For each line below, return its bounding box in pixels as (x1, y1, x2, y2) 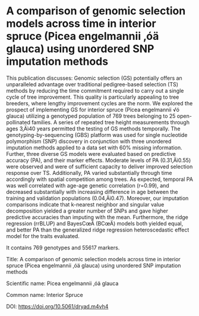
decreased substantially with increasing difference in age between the (6, 188, 178, 195)
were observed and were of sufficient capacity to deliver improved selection (6, 162, 193, 170)
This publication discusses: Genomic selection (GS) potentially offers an (6, 74, 182, 82)
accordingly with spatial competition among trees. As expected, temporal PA (6, 176, 193, 183)
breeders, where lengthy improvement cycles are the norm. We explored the (6, 99, 193, 107)
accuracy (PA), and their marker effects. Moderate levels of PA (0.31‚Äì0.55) (6, 157, 191, 164)
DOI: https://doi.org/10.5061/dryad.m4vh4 (6, 302, 109, 310)
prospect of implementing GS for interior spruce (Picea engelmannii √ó (6, 106, 180, 113)
